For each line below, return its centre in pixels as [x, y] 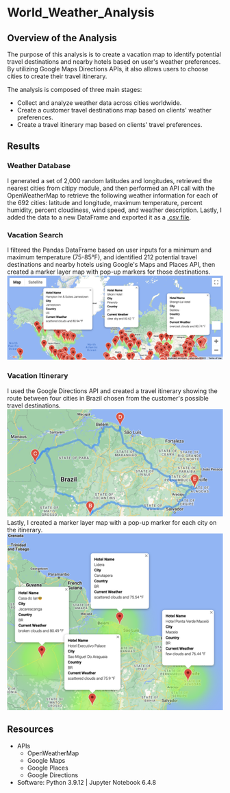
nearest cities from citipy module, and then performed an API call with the [111, 188]
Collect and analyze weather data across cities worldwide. [99, 103]
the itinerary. [25, 530]
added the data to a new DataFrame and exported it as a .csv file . [99, 217]
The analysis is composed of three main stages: [75, 90]
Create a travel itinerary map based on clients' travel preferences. [110, 125]
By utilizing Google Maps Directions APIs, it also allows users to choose [108, 69]
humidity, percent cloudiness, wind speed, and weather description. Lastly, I [115, 210]
